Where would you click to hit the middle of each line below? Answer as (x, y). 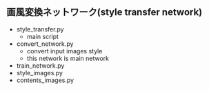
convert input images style (64, 51)
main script (43, 36)
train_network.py (40, 65)
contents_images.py (45, 80)
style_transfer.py (40, 29)
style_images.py (40, 73)
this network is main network (68, 58)
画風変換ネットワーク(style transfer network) (104, 12)
